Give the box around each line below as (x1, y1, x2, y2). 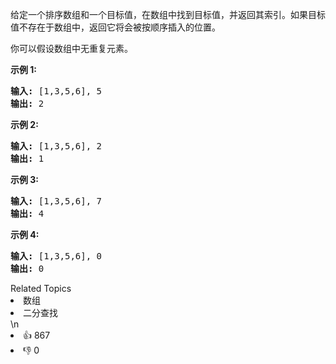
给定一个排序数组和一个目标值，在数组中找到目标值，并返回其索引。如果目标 (10, 9, 326, 20)
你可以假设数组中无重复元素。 (10, 43, 133, 54)
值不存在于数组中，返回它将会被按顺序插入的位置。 (10, 21, 221, 33)
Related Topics (10, 283, 72, 294)
